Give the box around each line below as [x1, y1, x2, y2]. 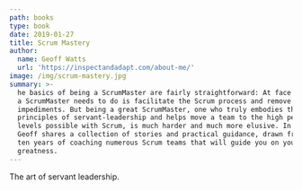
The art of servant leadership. [9, 171, 120, 182]
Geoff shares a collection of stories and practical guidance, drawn [17, 130, 283, 139]
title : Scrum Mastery [9, 38, 91, 48]
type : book [9, 22, 50, 30]
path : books [9, 13, 54, 22]
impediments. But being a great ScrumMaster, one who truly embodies [17, 105, 283, 114]
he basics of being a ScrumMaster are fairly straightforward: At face [17, 88, 292, 97]
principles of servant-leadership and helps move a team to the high [17, 113, 283, 122]
